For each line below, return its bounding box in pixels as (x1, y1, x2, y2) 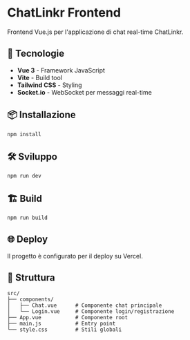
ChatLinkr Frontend (7, 5, 121, 21)
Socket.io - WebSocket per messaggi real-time (17, 88, 152, 96)
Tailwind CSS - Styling (17, 81, 82, 89)
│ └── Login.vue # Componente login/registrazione (7, 308, 175, 315)
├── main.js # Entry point (7, 320, 116, 328)
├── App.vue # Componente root (7, 314, 129, 321)
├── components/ (7, 296, 54, 303)
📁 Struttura (7, 272, 55, 284)
